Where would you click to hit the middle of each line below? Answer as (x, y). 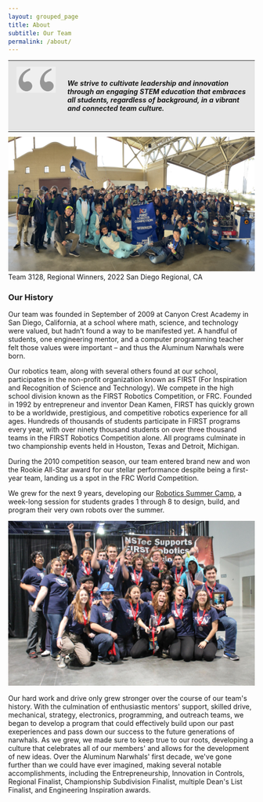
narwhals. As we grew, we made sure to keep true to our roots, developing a (131, 740)
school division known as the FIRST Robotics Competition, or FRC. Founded (130, 396)
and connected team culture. (116, 108)
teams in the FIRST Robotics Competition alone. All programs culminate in (127, 438)
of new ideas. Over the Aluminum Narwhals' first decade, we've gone (120, 756)
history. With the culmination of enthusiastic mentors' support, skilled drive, (130, 707)
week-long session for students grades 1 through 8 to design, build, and (124, 501)
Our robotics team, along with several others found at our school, (113, 371)
